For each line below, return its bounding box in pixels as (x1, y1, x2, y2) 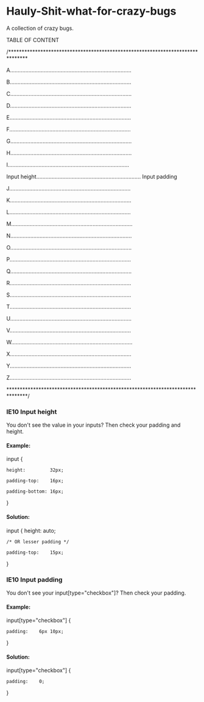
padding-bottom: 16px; (6, 488, 64, 495)
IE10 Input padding (6, 575, 63, 584)
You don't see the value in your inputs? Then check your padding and (6, 421, 181, 429)
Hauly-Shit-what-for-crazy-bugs (6, 4, 177, 18)
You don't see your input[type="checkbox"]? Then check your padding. (6, 589, 186, 596)
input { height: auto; (6, 527, 56, 534)
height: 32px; (6, 467, 64, 474)
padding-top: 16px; (6, 478, 64, 484)
